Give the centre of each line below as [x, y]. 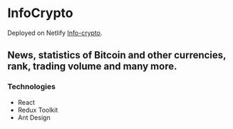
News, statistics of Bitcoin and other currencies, [117, 55]
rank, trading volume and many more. [92, 67]
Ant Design [34, 117]
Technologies [31, 87]
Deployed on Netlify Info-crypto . [55, 33]
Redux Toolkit [38, 110]
